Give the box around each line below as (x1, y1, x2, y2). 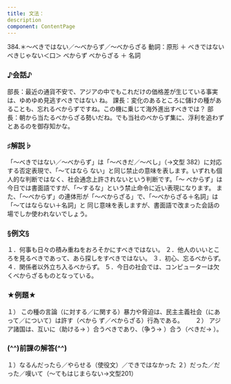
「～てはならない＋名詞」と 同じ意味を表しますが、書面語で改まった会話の (7, 201, 220, 209)
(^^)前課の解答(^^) (7, 343, 68, 353)
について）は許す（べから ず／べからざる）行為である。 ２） (25, 316, 208, 325)
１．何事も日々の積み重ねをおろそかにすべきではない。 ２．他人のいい (7, 246, 208, 254)
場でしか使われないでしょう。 (7, 209, 92, 218)
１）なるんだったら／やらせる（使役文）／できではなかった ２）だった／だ (7, 361, 221, 369)
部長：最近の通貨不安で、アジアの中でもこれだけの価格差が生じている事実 (7, 87, 219, 95)
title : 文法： (7, 10, 45, 17)
